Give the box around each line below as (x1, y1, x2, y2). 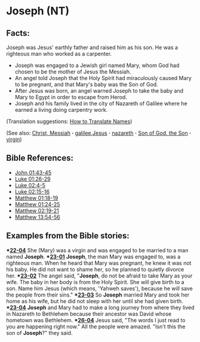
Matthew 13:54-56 (14, 213, 61, 221)
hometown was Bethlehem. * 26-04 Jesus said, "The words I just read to (6, 316, 186, 323)
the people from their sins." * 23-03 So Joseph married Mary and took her (6, 291, 190, 298)
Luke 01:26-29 (14, 175, 51, 182)
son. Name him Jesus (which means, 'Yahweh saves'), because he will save (6, 285, 193, 292)
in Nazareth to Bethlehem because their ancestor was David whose (6, 310, 172, 317)
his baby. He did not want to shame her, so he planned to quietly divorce (6, 265, 184, 273)
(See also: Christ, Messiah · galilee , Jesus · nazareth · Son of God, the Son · (6, 130, 192, 136)
